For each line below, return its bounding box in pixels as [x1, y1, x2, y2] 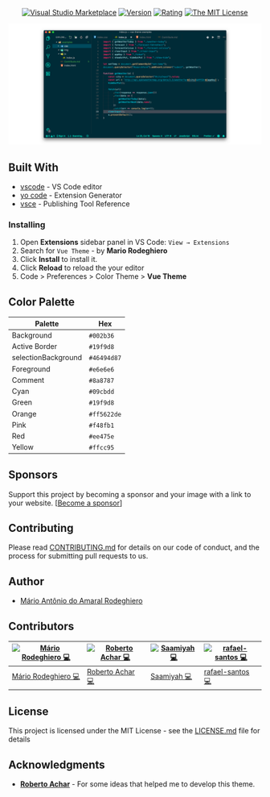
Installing [8, 218, 46, 230]
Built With [8, 160, 59, 174]
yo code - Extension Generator [19, 190, 123, 200]
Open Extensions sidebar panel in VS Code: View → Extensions [19, 238, 230, 247]
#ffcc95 [88, 444, 115, 452]
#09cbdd [88, 388, 115, 396]
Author [8, 575, 44, 588]
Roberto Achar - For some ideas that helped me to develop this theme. [19, 778, 256, 789]
